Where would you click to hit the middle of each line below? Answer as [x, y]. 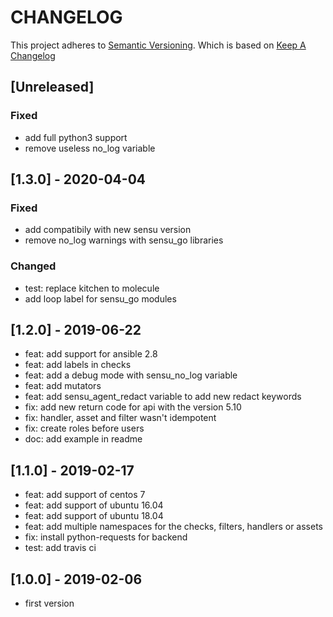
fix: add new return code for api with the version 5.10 [133, 407]
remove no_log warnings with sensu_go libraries [124, 240]
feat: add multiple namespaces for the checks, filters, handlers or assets [173, 527]
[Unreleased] [52, 87]
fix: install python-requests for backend [106, 537]
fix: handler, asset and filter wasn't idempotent [120, 418]
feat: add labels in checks [78, 365]
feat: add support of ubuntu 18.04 [94, 516]
